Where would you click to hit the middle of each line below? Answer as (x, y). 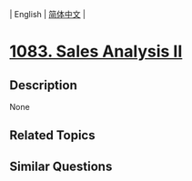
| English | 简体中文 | (48, 14)
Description (43, 85)
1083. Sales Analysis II (96, 51)
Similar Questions (61, 166)
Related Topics (52, 136)
